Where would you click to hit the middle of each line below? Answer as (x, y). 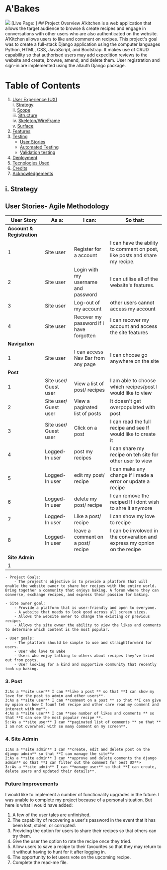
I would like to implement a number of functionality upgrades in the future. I (82, 794)
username (86, 282)
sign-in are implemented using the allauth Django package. (66, 65)
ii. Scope (21, 110)
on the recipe (125, 550)
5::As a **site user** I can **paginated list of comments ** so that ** (83, 722)
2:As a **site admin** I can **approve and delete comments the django (81, 758)
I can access (88, 352)
